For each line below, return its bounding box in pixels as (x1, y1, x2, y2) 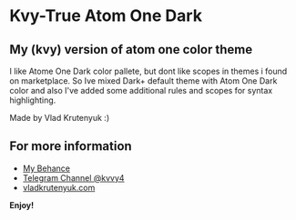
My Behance (22, 163, 71, 174)
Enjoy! (9, 199, 35, 210)
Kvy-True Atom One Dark (9, 5, 203, 26)
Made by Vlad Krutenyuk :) (9, 113, 110, 123)
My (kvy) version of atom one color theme (9, 42, 253, 57)
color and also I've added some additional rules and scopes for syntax (9, 85, 273, 95)
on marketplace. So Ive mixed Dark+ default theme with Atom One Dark (9, 75, 278, 86)
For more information (9, 138, 132, 155)
